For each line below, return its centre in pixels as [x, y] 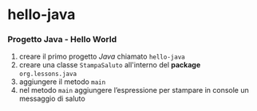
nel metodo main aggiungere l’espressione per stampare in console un [134, 90]
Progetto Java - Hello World [62, 40]
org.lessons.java [48, 74]
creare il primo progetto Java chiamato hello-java [102, 56]
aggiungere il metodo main [62, 82]
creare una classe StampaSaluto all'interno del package [110, 65]
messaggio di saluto [52, 99]
